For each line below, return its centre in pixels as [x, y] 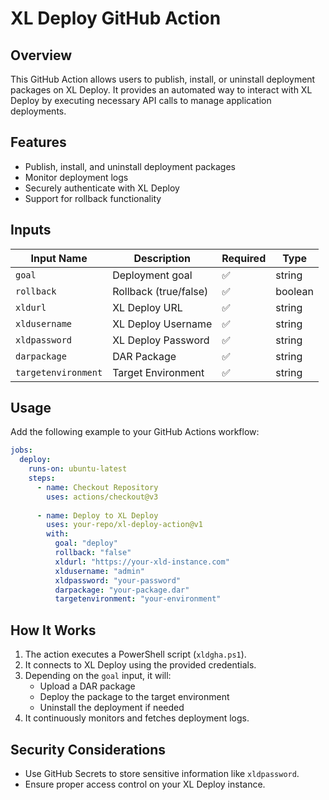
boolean [294, 291]
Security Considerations [88, 749]
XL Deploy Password [161, 340]
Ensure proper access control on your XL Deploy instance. [145, 784]
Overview [41, 55]
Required [244, 258]
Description [162, 258]
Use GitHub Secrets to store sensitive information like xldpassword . [162, 773]
